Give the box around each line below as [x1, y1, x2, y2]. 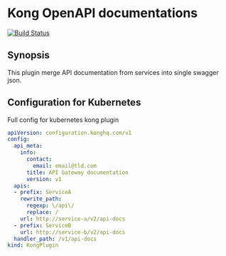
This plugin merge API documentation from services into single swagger [7, 68, 219, 76]
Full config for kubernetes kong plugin [7, 116, 119, 124]
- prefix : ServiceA [14, 189, 72, 196]
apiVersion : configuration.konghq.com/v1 [7, 129, 132, 136]
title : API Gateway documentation [26, 169, 129, 176]
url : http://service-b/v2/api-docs [20, 228, 126, 236]
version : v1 [26, 175, 62, 183]
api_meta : [14, 143, 43, 150]
